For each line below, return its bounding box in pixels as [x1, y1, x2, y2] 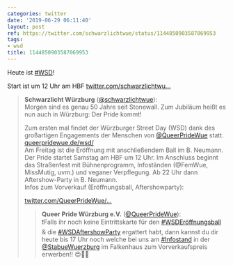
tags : [7, 36, 23, 43]
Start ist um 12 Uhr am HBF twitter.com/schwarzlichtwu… [7, 82, 171, 90]
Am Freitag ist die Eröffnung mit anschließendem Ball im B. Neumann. [24, 146, 224, 154]
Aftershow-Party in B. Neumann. [24, 175, 118, 183]
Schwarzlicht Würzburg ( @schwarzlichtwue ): [24, 95, 158, 103]
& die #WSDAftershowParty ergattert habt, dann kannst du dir [41, 227, 219, 236]
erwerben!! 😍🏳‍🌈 [41, 250, 89, 258]
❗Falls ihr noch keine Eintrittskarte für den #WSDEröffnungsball [41, 218, 221, 226]
